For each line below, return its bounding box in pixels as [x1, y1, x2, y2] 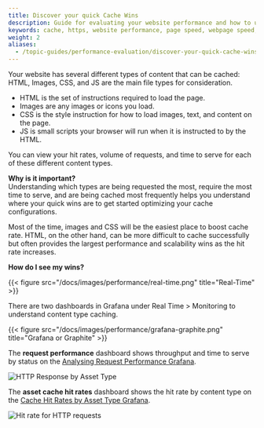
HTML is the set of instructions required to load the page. [19, 93, 206, 102]
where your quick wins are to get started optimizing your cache [8, 199, 214, 208]
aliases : [8, 41, 37, 49]
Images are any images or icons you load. [19, 101, 155, 111]
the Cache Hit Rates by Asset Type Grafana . [8, 396, 151, 404]
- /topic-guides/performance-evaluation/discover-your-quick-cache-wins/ [15, 48, 262, 56]
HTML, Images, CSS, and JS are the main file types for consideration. [8, 78, 233, 87]
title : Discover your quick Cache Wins [8, 11, 139, 20]
